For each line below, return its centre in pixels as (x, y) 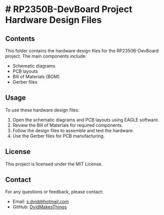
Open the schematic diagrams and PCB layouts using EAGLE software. (86, 120)
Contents (20, 39)
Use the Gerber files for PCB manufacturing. (59, 136)
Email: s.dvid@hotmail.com (41, 202)
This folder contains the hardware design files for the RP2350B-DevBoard (82, 51)
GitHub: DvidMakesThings (40, 207)
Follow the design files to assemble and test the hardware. (73, 130)
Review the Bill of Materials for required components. (68, 125)
